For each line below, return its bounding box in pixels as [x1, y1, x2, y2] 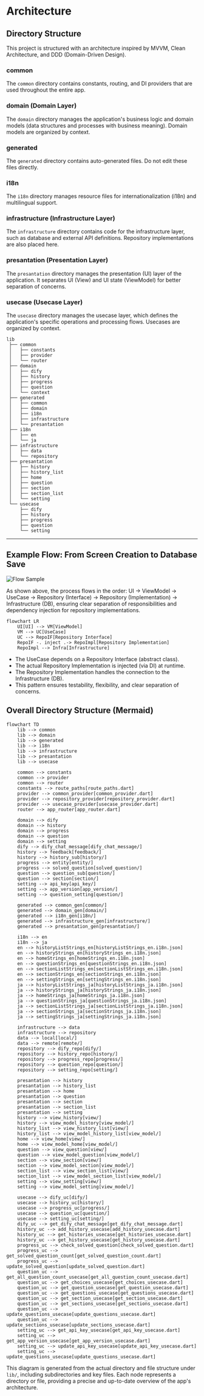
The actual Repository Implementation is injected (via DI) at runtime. [15, 662, 185, 669]
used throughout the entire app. [6, 86, 86, 94]
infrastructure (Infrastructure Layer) [6, 214, 115, 223]
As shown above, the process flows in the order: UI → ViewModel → [6, 587, 177, 594]
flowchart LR [6, 618, 39, 624]
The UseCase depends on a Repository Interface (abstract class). [15, 655, 180, 662]
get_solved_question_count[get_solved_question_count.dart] [6, 1253, 162, 1259]
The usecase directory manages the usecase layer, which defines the [6, 312, 178, 319]
